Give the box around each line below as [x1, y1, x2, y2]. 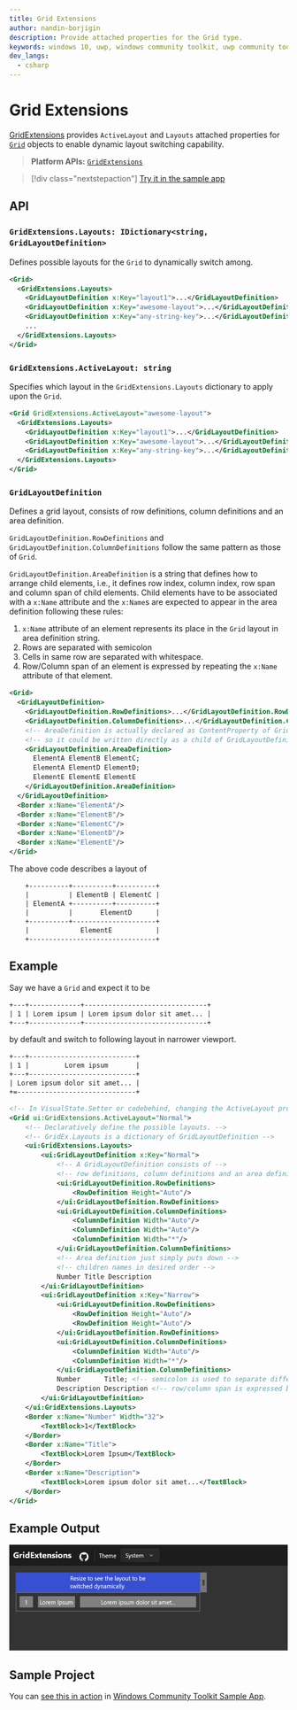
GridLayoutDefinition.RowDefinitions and [9, 532, 164, 544]
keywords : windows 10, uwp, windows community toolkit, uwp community [9, 43, 275, 51]
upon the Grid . [9, 391, 63, 401]
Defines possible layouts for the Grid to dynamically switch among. [9, 257, 254, 267]
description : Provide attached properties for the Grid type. [9, 33, 243, 42]
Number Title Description [56, 1272, 152, 1281]
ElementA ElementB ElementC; [32, 754, 141, 763]
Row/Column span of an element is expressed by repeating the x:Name [21, 661, 278, 672]
